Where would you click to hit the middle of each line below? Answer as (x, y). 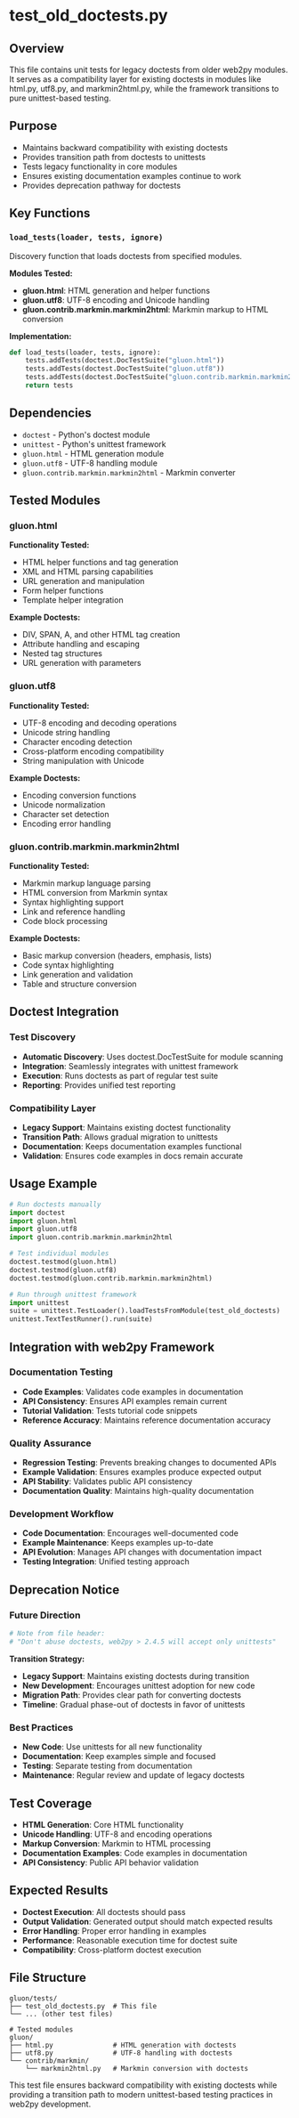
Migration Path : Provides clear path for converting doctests (132, 1695)
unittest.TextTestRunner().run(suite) (81, 1319)
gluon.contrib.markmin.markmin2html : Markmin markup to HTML (145, 309)
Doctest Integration (64, 1012)
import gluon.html (43, 1221)
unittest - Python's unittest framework (94, 444)
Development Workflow (61, 1514)
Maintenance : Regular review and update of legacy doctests (133, 1775)
